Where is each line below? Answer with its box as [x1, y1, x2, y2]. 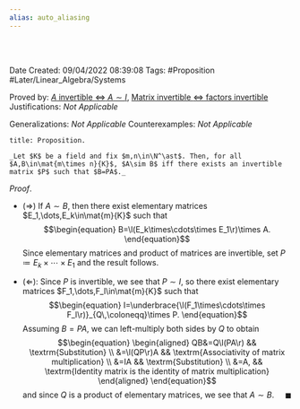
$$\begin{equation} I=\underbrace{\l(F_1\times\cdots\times [48, 300, 266, 310]
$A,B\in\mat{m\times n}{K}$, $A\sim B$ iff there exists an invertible [9, 159, 282, 169]
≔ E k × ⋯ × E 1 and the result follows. [21, 257, 159, 270]
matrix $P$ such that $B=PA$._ [9, 167, 126, 176]
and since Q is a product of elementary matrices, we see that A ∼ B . [21, 389, 275, 400]
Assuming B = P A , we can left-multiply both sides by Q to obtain [21, 324, 260, 335]
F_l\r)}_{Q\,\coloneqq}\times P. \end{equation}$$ [66, 309, 248, 320]
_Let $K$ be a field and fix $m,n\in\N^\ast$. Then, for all [9, 152, 243, 161]
